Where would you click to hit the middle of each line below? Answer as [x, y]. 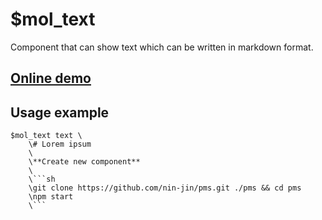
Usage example [60, 112]
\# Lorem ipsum [60, 144]
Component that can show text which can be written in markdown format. [162, 47]
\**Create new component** [84, 162]
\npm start [51, 197]
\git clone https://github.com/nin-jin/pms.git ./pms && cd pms [165, 188]
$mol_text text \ [46, 136]
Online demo [51, 78]
